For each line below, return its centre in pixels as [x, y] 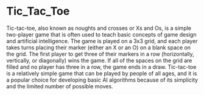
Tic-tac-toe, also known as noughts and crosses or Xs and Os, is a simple [99, 28]
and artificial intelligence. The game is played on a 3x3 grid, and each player [102, 41]
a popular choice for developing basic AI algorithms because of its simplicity [102, 80]
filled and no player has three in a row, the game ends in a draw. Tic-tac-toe [101, 67]
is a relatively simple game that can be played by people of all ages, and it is [102, 73]
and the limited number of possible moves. [60, 86]
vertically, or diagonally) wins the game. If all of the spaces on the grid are [99, 60]
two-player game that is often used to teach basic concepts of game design [101, 34]
